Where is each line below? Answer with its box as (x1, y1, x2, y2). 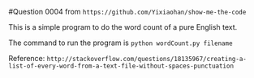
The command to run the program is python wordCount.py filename (8, 38, 233, 47)
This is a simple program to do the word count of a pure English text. (8, 23, 238, 31)
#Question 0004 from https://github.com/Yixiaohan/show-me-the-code (8, 7, 247, 16)
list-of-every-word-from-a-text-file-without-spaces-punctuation (8, 62, 234, 70)
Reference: (8, 54, 45, 63)
